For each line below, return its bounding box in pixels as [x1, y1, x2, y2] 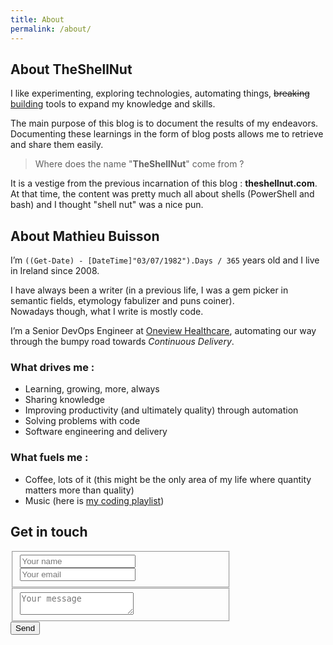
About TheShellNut [10, 61, 133, 78]
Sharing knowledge [24, 394, 105, 406]
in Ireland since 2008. [10, 265, 100, 277]
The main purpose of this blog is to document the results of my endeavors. [10, 117, 319, 130]
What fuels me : [10, 451, 89, 465]
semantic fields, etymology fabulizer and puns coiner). [10, 295, 235, 307]
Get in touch [10, 524, 88, 541]
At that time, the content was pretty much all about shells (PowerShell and [10, 188, 315, 200]
